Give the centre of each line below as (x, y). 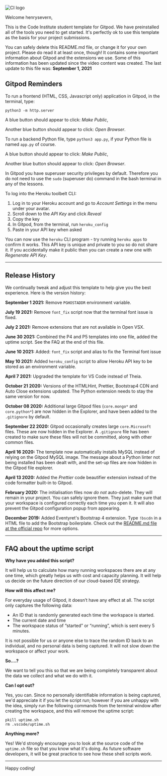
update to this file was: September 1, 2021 (48, 68)
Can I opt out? (20, 685)
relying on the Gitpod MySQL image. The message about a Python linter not (83, 457)
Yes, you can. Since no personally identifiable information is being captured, (83, 695)
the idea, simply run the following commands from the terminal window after (83, 706)
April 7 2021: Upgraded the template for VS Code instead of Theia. (74, 376)
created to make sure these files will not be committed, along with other (79, 437)
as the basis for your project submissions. (48, 38)
